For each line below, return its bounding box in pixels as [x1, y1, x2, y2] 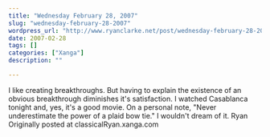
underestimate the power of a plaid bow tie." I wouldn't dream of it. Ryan [8, 111, 248, 120]
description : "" [8, 57, 63, 65]
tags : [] [8, 42, 38, 50]
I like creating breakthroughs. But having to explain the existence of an [8, 85, 242, 95]
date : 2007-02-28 [8, 34, 67, 42]
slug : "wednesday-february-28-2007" [8, 19, 131, 27]
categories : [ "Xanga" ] [8, 49, 84, 57]
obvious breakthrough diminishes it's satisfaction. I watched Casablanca [8, 94, 248, 103]
